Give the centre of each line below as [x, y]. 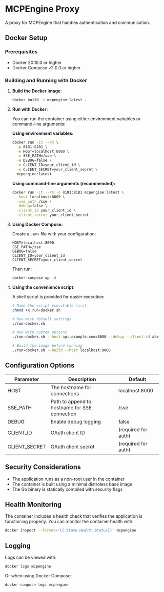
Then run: [22, 269]
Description [82, 379]
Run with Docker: [30, 109]
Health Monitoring [33, 504]
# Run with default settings [42, 319]
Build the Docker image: [37, 91]
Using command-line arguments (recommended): [64, 183]
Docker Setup [26, 38]
